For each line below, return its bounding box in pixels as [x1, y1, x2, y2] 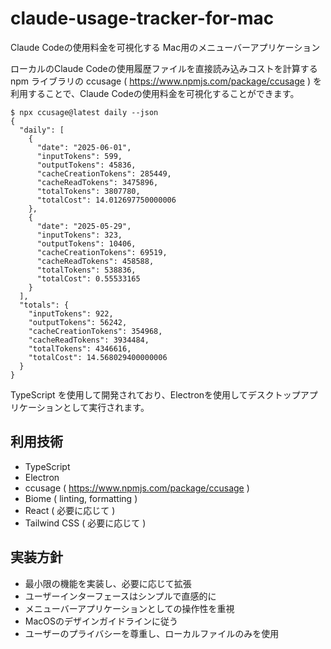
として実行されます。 [62, 401, 150, 413]
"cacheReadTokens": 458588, [36, 256, 155, 266]
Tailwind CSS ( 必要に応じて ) [24, 517, 147, 529]
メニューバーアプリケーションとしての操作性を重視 [24, 602, 235, 614]
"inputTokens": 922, [28, 308, 114, 319]
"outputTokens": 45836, [36, 160, 137, 170]
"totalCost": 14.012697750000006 [36, 195, 177, 205]
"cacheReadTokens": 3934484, [28, 335, 150, 345]
